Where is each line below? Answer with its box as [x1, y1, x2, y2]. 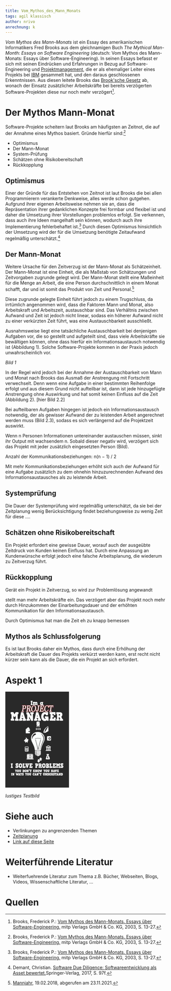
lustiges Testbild [5, 793, 40, 799]
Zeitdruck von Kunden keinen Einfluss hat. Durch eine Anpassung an [5, 547, 149, 554]
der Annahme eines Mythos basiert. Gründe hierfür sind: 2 [5, 129, 126, 136]
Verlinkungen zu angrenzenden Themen [12, 828, 97, 834]
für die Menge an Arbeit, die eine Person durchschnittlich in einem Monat [5, 280, 159, 286]
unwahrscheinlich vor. [5, 349, 52, 356]
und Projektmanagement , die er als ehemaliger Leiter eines [31, 67, 155, 73]
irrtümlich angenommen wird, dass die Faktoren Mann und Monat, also [5, 302, 154, 308]
